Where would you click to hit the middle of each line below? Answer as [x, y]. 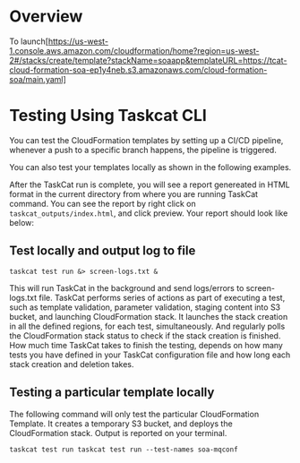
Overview [46, 17]
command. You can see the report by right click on [103, 203]
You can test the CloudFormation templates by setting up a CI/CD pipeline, [146, 140]
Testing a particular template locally [112, 393]
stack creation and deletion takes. [72, 364]
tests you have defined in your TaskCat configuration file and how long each [150, 355]
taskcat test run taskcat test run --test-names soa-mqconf [124, 450]
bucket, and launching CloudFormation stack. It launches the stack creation [149, 316]
